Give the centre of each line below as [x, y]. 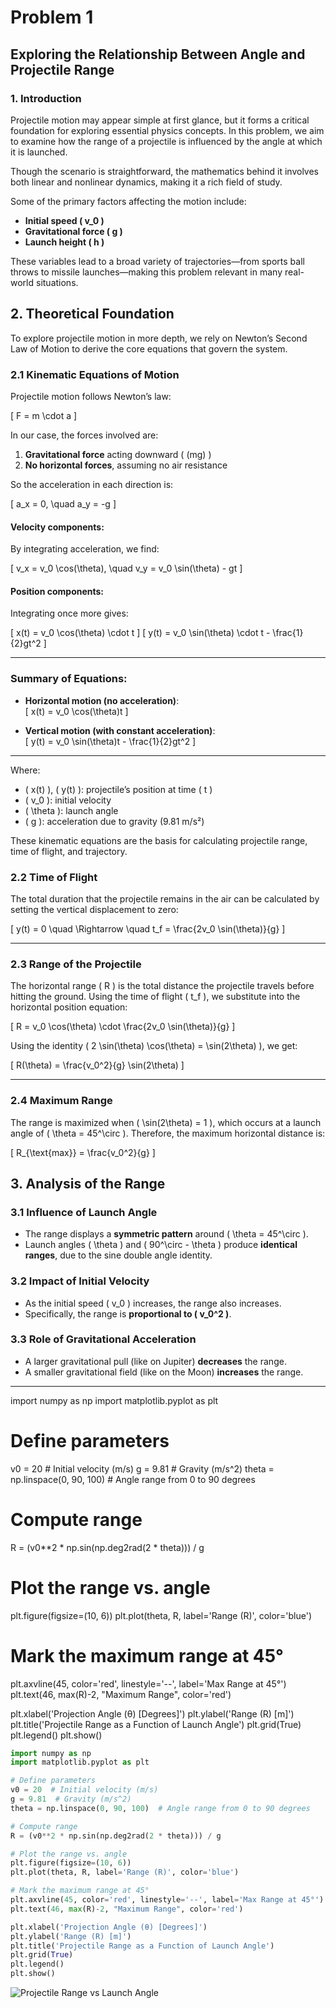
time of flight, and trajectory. [69, 851]
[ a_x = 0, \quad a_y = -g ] [63, 503]
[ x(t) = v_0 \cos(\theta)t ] [76, 711]
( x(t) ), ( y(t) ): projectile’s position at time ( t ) [118, 789]
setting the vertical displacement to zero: [94, 909]
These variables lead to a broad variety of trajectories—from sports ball [157, 261]
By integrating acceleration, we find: [85, 549]
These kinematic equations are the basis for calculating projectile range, [159, 840]
